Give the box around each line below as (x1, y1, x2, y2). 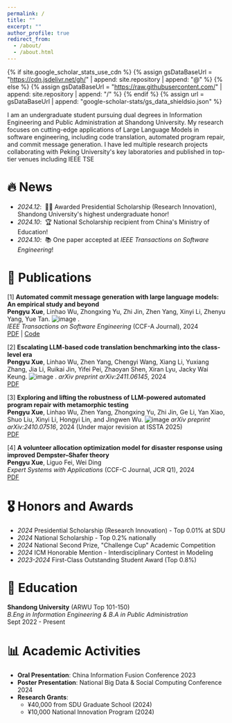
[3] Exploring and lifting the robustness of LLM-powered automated (7, 393, 206, 401)
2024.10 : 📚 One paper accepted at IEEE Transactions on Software (17, 235, 209, 243)
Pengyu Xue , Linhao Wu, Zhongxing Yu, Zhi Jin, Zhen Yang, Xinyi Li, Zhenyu (7, 307, 226, 315)
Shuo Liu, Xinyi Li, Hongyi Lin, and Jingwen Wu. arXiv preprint (7, 415, 211, 424)
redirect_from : (7, 36, 51, 43)
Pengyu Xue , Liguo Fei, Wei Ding (7, 458, 102, 467)
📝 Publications (7, 270, 92, 285)
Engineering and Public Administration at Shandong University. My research (7, 118, 224, 126)
